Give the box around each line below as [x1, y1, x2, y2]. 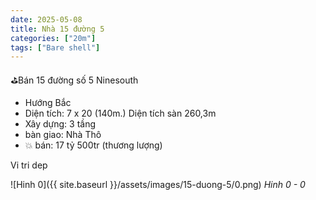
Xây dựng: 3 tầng [24, 118, 97, 130]
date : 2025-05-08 [10, 14, 83, 25]
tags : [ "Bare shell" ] [10, 42, 101, 53]
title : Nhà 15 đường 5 [10, 24, 105, 34]
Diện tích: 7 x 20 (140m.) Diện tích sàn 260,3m [24, 107, 217, 120]
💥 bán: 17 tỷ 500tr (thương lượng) [24, 139, 163, 151]
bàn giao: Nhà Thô [24, 129, 102, 141]
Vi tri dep [10, 159, 48, 171]
